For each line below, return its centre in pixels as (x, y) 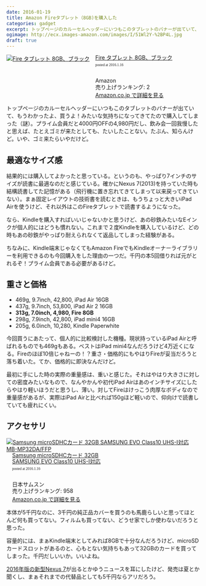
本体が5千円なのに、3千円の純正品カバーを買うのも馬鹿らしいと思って (95, 512)
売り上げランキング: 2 (123, 87)
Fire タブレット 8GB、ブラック (134, 58)
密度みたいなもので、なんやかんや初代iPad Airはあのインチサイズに (102, 382)
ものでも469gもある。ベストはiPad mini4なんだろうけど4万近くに (106, 346)
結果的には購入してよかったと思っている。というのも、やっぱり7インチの (99, 176)
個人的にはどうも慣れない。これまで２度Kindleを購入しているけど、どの (108, 227)
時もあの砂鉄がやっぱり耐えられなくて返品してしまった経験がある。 (92, 235)
